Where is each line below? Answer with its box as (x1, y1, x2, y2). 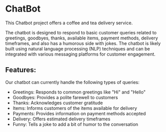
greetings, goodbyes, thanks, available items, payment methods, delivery (5, 35, 158, 41)
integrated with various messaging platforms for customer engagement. (5, 51, 156, 57)
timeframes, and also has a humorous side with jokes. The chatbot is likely (5, 40, 161, 46)
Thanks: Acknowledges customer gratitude (12, 100, 103, 106)
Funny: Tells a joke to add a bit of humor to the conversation (12, 121, 139, 127)
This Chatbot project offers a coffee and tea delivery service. (5, 20, 133, 26)
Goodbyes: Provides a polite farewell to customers (12, 94, 118, 100)
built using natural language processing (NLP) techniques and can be (5, 46, 150, 52)
